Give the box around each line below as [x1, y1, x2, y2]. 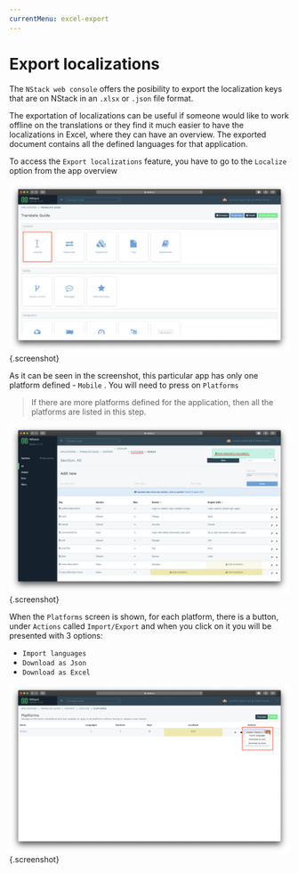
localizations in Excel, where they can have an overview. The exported [9, 129, 267, 140]
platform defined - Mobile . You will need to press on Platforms [9, 379, 239, 390]
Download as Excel [21, 668, 91, 677]
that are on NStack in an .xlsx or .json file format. [9, 93, 194, 103]
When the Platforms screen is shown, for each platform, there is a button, [9, 611, 278, 622]
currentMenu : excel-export [9, 14, 109, 23]
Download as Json [21, 658, 87, 667]
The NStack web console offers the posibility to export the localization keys [9, 83, 283, 94]
